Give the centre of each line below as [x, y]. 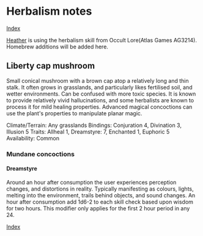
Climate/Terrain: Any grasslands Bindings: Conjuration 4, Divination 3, [94, 125]
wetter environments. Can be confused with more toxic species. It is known [101, 94]
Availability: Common [33, 138]
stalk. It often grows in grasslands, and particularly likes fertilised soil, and [99, 87]
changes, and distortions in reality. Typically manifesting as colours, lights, [100, 189]
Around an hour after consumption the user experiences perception [91, 182]
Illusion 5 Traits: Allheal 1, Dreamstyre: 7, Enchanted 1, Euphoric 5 [88, 131]
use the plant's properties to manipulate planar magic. [74, 113]
